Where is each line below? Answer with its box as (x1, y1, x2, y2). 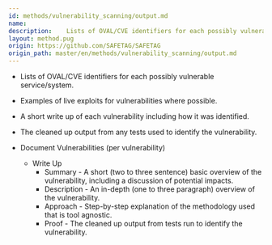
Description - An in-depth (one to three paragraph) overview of (44, 184, 255, 194)
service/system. (19, 80, 74, 90)
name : (8, 19, 27, 27)
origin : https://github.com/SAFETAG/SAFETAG (8, 42, 161, 50)
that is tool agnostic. (44, 210, 113, 219)
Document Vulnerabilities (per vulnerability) (19, 143, 166, 152)
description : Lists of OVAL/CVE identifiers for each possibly (8, 27, 237, 35)
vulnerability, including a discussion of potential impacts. (44, 175, 234, 185)
